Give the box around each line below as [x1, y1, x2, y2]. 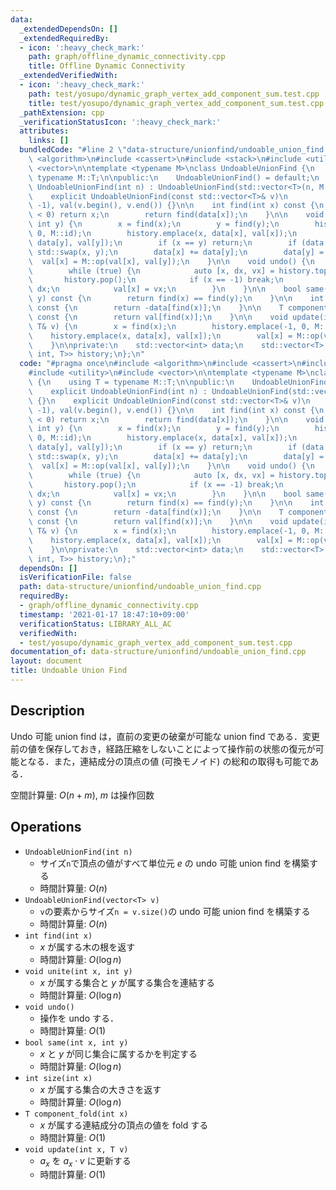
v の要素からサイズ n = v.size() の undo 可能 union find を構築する [39, 905, 311, 917]
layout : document [10, 656, 83, 666]
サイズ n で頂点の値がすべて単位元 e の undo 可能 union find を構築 [39, 857, 310, 869]
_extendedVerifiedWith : [19, 71, 118, 81]
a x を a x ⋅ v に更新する [39, 1154, 132, 1169]
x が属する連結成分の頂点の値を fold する [39, 1119, 209, 1131]
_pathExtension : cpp [19, 107, 105, 118]
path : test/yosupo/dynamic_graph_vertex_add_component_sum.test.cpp [28, 89, 320, 99]
